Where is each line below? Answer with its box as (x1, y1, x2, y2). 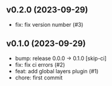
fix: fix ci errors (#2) (15, 61, 65, 68)
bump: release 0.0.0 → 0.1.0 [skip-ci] (15, 55, 107, 62)
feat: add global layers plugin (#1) (15, 67, 99, 74)
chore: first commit (15, 74, 63, 81)
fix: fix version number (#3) (15, 21, 84, 28)
